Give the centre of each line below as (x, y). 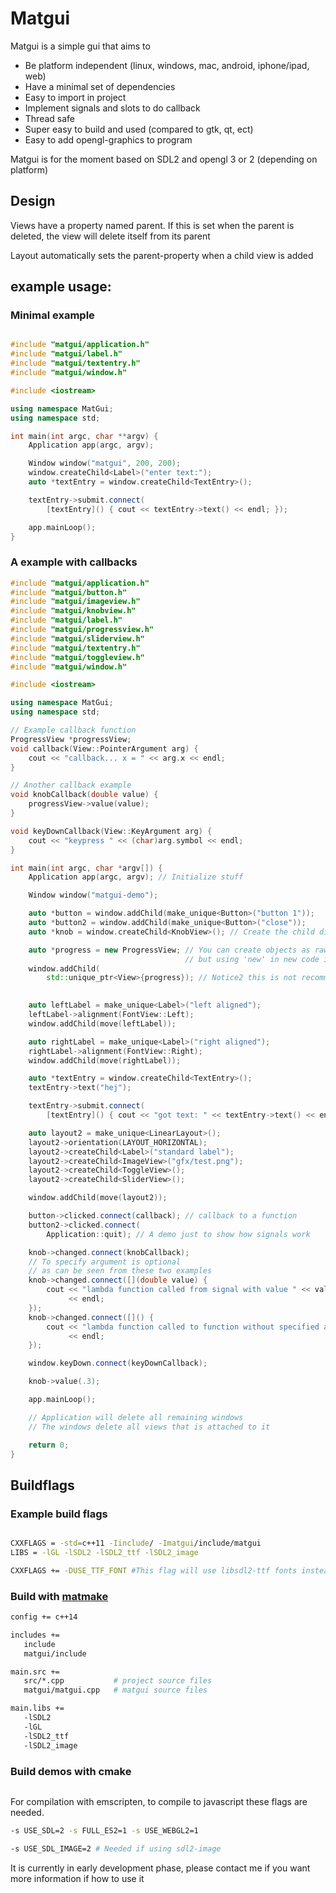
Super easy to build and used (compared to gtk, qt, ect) (139, 129)
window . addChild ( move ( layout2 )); (98, 1198)
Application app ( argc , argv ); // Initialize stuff (136, 877)
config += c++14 (44, 1617)
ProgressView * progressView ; (71, 739)
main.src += (35, 1672)
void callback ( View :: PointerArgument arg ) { (104, 748)
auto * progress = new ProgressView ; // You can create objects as (169, 950)
